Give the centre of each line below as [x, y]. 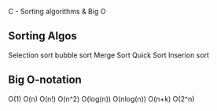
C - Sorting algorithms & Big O [57, 11]
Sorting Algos [42, 36]
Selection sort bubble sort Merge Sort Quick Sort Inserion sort [109, 55]
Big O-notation [45, 80]
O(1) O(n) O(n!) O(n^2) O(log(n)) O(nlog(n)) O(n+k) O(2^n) [101, 98]
